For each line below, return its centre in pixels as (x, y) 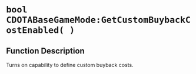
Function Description (46, 51)
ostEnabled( (35, 30)
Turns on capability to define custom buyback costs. (70, 65)
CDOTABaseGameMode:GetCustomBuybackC (99, 20)
